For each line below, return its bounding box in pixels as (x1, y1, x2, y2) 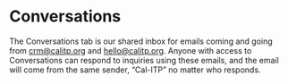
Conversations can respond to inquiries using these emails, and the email (9, 55, 279, 65)
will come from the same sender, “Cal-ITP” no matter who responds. (9, 64, 261, 75)
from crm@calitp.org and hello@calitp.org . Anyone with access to (9, 45, 252, 55)
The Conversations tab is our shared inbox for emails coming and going (9, 36, 273, 46)
